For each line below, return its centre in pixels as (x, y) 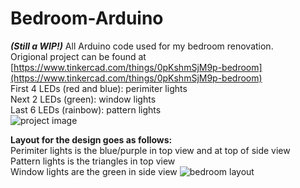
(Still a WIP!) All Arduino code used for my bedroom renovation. (142, 46)
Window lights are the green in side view (94, 171)
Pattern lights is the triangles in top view (93, 161)
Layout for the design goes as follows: (91, 139)
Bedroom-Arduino (87, 18)
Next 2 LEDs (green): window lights (83, 99)
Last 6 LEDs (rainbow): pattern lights (86, 109)
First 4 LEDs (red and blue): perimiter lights (99, 88)
